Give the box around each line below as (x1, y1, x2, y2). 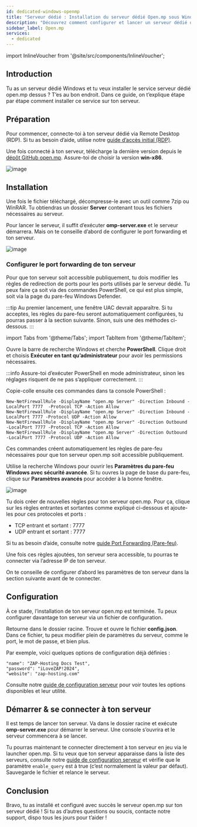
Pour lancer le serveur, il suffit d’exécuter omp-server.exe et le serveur (6, 222, 178, 229)
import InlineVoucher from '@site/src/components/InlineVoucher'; (6, 52, 165, 59)
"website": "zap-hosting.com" (6, 670, 80, 677)
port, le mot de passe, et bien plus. (6, 637, 90, 645)
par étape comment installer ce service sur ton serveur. (6, 97, 140, 104)
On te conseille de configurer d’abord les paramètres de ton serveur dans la (6, 569, 189, 576)
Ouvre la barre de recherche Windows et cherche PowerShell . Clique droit (6, 346, 186, 353)
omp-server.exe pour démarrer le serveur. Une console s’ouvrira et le (6, 726, 175, 733)
